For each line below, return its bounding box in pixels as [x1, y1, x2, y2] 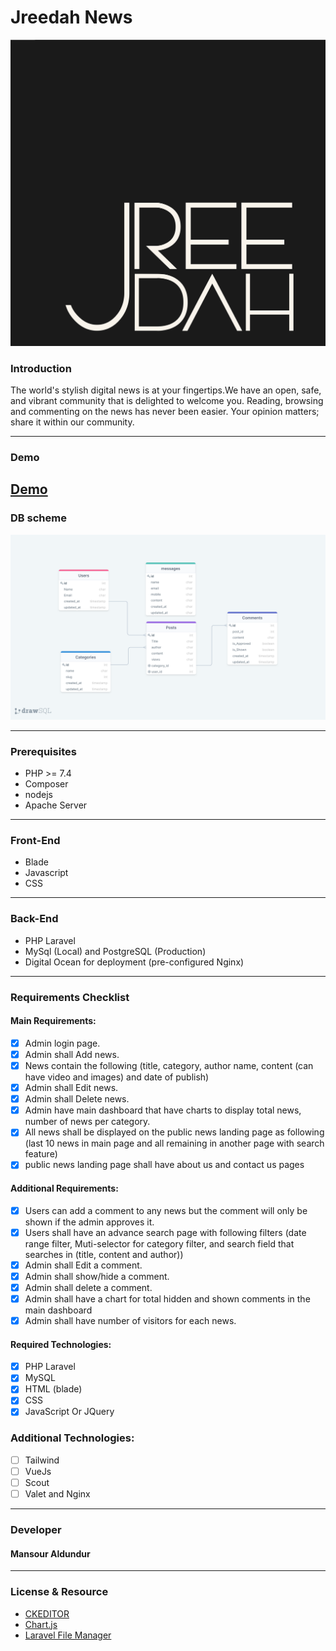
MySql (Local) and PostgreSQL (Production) [24, 945, 207, 957]
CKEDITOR [24, 1607, 70, 1620]
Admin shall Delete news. [24, 1093, 130, 1105]
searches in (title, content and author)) [24, 1248, 184, 1260]
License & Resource [10, 1585, 109, 1599]
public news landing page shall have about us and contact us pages [24, 1159, 305, 1171]
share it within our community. [10, 416, 135, 428]
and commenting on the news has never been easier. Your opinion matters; [10, 405, 320, 417]
